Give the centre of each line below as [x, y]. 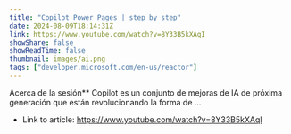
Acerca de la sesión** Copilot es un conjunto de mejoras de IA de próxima [146, 92]
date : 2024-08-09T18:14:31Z [62, 26]
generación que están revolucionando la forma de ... [105, 102]
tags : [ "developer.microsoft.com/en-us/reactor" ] [104, 68]
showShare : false [42, 42]
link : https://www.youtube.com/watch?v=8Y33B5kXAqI [107, 34]
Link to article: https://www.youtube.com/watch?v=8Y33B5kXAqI [142, 119]
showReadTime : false [48, 51]
